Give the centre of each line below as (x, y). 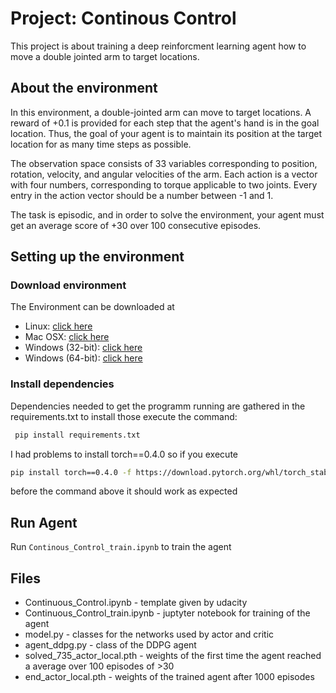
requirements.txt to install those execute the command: (124, 416)
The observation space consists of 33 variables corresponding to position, (164, 163)
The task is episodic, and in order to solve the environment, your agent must (167, 214)
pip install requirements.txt (77, 435)
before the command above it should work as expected (124, 491)
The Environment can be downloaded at (92, 307)
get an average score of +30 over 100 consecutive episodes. (136, 225)
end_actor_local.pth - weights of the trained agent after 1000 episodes (169, 677)
